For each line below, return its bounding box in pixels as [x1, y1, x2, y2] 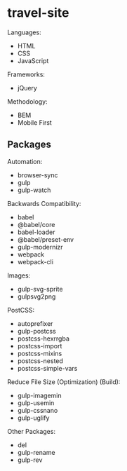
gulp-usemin [17, 398, 55, 407]
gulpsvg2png [17, 292, 56, 301]
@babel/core [17, 220, 55, 228]
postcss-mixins [17, 349, 62, 357]
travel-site [7, 5, 69, 21]
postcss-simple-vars [17, 364, 78, 372]
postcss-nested [17, 356, 63, 365]
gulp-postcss [17, 327, 56, 335]
